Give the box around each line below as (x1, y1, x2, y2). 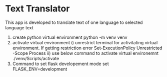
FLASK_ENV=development (12, 66, 67, 72)
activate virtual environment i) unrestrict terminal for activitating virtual (12, 39, 158, 45)
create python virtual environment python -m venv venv (12, 34, 127, 40)
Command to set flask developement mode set (12, 61, 109, 67)
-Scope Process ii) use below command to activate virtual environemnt (12, 50, 159, 56)
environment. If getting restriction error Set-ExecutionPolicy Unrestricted (12, 45, 162, 51)
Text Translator (5, 3, 70, 14)
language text (5, 24, 33, 30)
